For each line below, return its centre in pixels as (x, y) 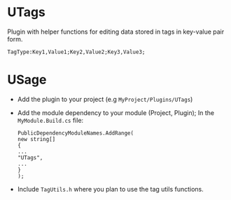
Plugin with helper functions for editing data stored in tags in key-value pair (116, 32)
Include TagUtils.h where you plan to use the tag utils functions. (111, 189)
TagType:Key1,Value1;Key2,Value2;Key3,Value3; (76, 52)
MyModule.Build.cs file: (50, 120)
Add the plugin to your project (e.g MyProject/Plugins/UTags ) (105, 99)
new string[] (36, 139)
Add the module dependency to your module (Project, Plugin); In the (116, 112)
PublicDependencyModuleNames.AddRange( (76, 133)
